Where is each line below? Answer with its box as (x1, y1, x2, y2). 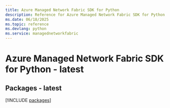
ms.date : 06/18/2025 (5, 17, 49, 22)
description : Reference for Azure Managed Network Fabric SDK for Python (5, 12, 165, 17)
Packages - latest (5, 84, 62, 92)
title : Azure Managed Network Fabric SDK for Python (5, 7, 120, 13)
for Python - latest (5, 64, 84, 75)
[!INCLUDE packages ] (5, 97, 51, 103)
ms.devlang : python (5, 26, 47, 31)
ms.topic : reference (5, 21, 49, 27)
